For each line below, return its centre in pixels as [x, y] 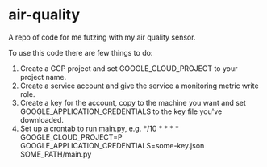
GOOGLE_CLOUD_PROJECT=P [71, 137]
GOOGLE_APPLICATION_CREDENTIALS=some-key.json [112, 145]
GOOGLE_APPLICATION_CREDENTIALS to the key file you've [121, 111]
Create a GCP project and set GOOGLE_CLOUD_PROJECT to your [129, 68]
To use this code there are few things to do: [81, 52]
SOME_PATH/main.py [56, 154]
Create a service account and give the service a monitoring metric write [140, 86]
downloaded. [42, 119]
